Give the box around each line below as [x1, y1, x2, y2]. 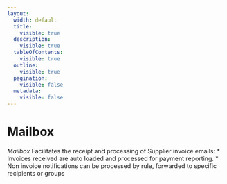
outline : [13, 62, 39, 69]
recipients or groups [7, 169, 65, 177]
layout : [7, 10, 30, 17]
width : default [13, 17, 57, 24]
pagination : [13, 74, 48, 82]
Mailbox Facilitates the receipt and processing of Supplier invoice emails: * [7, 147, 220, 155]
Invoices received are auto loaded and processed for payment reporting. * [7, 154, 219, 162]
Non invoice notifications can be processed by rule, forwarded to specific [7, 161, 217, 170]
